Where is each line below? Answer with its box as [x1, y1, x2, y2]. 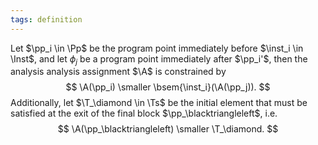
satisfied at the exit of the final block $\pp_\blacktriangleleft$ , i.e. [10, 107, 278, 120]
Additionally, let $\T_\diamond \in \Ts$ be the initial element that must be [10, 97, 308, 109]
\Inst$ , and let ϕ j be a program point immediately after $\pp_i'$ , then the [10, 52, 308, 67]
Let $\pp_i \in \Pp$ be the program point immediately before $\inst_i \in [10, 42, 304, 54]
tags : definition [10, 14, 83, 25]
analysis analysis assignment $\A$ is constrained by [10, 66, 227, 78]
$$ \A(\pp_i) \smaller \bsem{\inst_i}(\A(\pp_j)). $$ [65, 81, 271, 93]
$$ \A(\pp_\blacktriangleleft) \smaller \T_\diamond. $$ [57, 123, 279, 135]
